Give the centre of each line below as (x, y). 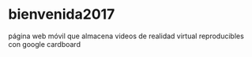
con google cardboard (45, 44)
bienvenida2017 (62, 14)
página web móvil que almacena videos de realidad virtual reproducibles (126, 36)
